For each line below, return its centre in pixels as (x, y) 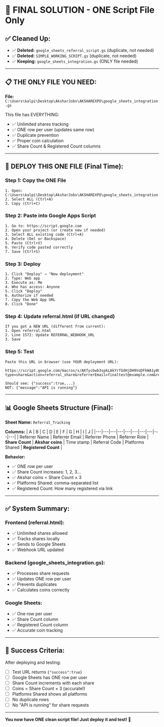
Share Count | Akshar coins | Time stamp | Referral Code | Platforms (75, 442)
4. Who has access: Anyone (32, 287)
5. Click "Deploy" (24, 291)
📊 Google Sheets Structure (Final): (59, 408)
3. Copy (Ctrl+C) (23, 203)
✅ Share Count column (35, 619)
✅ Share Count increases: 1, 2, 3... (46, 472)
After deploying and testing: (33, 662)
